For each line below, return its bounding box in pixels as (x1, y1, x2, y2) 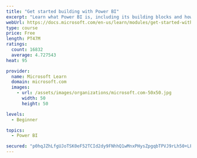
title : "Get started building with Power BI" (6, 8, 119, 15)
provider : (6, 68, 30, 74)
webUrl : (6, 19, 25, 25)
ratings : (6, 42, 28, 47)
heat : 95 (6, 57, 28, 63)
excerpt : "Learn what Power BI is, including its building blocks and (6, 14, 182, 20)
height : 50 (21, 101, 49, 107)
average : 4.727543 (11, 52, 57, 58)
